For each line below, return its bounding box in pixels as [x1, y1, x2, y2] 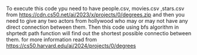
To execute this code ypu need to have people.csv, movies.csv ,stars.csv [6, 5, 185, 12]
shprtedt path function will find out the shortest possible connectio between [6, 30, 192, 37]
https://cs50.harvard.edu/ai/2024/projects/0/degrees [6, 42, 136, 49]
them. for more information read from [6, 36, 98, 43]
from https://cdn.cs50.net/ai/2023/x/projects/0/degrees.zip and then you [6, 11, 185, 18]
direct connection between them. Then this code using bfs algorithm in [6, 23, 179, 30]
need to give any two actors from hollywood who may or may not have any [6, 18, 188, 24]
